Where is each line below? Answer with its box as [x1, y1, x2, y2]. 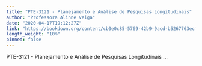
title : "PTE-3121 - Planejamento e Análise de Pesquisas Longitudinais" [6, 8, 192, 15]
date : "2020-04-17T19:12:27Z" [6, 20, 82, 26]
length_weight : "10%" [6, 31, 61, 37]
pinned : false [6, 37, 42, 43]
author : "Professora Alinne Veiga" [6, 14, 96, 20]
